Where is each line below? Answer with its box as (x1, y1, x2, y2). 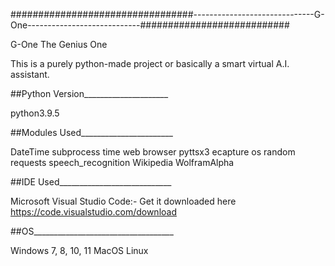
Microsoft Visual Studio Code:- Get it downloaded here (10, 195, 237, 207)
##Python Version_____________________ (10, 88, 169, 99)
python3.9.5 (10, 107, 60, 119)
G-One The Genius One (10, 39, 108, 50)
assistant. (10, 69, 50, 80)
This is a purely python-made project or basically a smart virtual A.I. (10, 58, 290, 69)
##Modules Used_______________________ (10, 127, 173, 138)
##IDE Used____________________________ (10, 176, 172, 188)
